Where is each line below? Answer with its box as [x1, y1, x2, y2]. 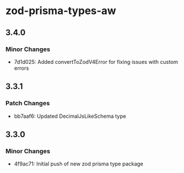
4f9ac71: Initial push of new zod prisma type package [13, 160, 144, 168]
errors [13, 65, 29, 72]
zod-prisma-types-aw [5, 4, 117, 18]
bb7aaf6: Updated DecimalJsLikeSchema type [13, 113, 127, 120]
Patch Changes [5, 99, 50, 107]
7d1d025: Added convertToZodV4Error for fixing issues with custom [13, 58, 178, 65]
